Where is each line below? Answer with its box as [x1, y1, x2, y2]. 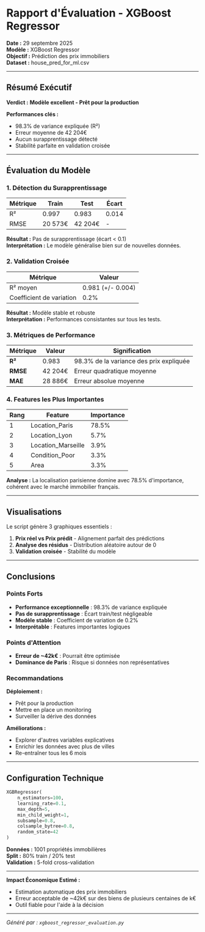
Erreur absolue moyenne [74, 377, 145, 386]
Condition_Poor [30, 451, 75, 460]
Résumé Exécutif [6, 83, 72, 93]
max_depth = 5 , [17, 806, 51, 812]
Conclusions [6, 571, 56, 581]
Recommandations [6, 674, 64, 682]
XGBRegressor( [6, 789, 43, 796]
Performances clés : [6, 110, 59, 117]
